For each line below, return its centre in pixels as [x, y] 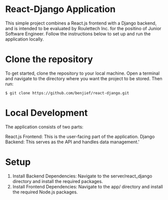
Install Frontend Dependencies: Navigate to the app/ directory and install [88, 186]
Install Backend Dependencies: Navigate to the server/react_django [82, 176]
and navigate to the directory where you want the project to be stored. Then [84, 78]
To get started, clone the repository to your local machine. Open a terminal [82, 73]
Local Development [47, 113]
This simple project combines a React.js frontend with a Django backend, [81, 23]
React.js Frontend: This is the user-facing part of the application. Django [80, 136]
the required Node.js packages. [45, 192]
